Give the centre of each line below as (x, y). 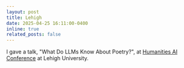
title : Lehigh (24, 18)
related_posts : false (34, 35)
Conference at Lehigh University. (48, 58)
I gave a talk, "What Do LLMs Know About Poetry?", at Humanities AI (92, 52)
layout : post (23, 12)
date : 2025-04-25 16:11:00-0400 (47, 23)
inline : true (23, 29)
